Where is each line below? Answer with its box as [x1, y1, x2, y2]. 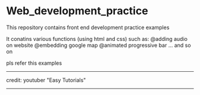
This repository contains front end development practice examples [6, 24, 170, 31]
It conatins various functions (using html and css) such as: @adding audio [6, 35, 187, 42]
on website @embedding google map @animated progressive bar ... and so [6, 42, 192, 49]
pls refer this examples [6, 59, 62, 66]
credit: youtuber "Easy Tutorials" [6, 76, 86, 84]
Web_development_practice [6, 4, 149, 18]
